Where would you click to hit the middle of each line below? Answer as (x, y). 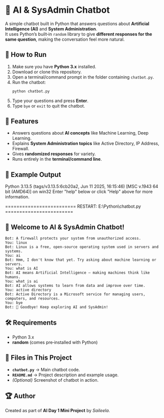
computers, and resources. (33, 299)
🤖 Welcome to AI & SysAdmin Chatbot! (65, 227)
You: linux (16, 243)
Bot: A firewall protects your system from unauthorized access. (73, 238)
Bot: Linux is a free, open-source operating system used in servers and (82, 247)
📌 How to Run (26, 55)
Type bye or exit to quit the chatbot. (48, 106)
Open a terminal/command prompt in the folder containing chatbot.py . (83, 77)
